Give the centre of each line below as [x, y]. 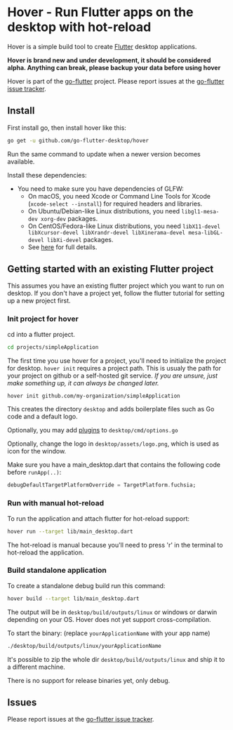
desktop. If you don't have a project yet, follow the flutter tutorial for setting [116, 293]
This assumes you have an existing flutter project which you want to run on [116, 286]
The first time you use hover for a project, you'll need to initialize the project [117, 360]
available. [21, 161]
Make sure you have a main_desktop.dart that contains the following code [114, 465]
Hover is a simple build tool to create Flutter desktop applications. [102, 46]
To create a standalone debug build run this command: [86, 585]
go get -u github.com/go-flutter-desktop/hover [78, 140]
